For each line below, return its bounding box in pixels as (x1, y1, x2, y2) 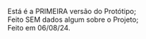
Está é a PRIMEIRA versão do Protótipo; (7, 7, 136, 16)
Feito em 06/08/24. (7, 23, 71, 32)
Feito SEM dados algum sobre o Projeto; (7, 15, 139, 24)
